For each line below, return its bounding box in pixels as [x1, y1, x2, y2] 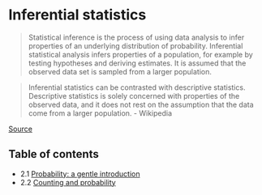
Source [8, 124, 32, 134]
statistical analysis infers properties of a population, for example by [28, 49, 253, 59]
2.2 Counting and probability [19, 177, 116, 187]
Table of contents [8, 147, 99, 161]
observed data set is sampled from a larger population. [28, 66, 213, 76]
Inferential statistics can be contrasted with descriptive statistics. [28, 83, 246, 92]
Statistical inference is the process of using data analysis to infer [28, 32, 245, 42]
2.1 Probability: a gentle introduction [19, 168, 140, 179]
